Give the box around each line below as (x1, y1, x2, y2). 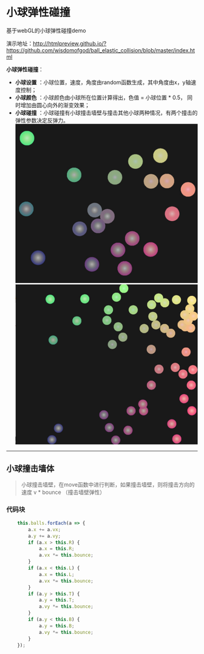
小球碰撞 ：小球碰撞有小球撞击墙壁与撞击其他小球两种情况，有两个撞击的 (15, 109, 198, 116)
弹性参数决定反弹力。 (15, 116, 69, 124)
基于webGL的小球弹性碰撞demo (6, 27, 86, 34)
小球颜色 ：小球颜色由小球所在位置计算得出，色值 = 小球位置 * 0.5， (15, 94, 186, 101)
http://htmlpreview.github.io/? (33, 40, 107, 47)
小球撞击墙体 (6, 463, 55, 474)
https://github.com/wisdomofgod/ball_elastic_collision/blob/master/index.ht (6, 46, 195, 54)
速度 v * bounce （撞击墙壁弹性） (21, 488, 106, 496)
